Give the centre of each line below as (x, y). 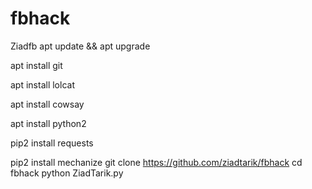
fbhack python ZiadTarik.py (67, 173)
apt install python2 (48, 123)
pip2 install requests (52, 143)
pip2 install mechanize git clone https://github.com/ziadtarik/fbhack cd (156, 162)
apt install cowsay (47, 104)
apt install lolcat (42, 84)
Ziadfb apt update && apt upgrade (80, 46)
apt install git (36, 65)
